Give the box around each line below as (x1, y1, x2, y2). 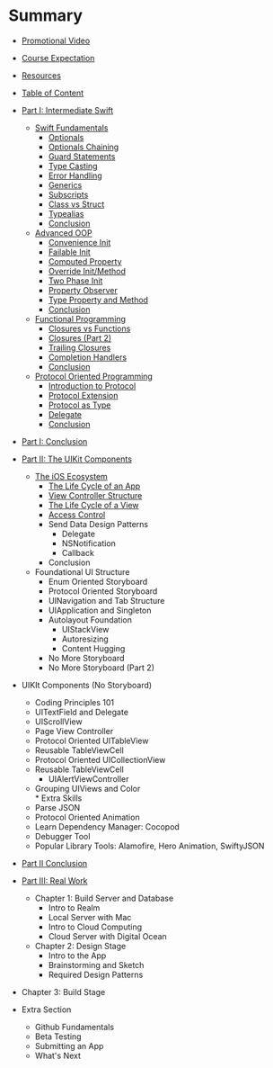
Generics (48, 179, 83, 190)
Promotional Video (21, 35, 91, 46)
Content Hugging (61, 642, 126, 653)
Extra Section (21, 1004, 72, 1015)
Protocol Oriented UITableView (34, 735, 149, 746)
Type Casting (48, 160, 98, 171)
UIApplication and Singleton (48, 605, 152, 615)
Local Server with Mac (48, 911, 132, 922)
